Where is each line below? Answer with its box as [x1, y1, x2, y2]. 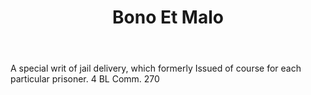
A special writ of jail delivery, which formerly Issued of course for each [10, 62, 302, 75]
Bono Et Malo [112, 6, 224, 29]
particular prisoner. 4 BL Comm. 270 [10, 73, 160, 85]
